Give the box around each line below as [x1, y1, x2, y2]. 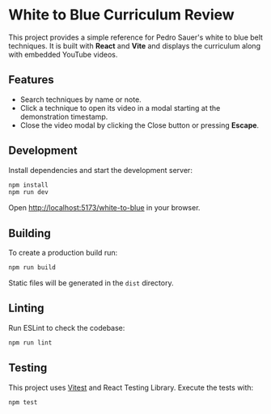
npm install [8, 180, 49, 189]
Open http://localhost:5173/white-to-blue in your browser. [8, 203, 201, 213]
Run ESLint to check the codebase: [8, 323, 125, 332]
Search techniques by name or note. [19, 95, 142, 104]
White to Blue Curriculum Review [8, 6, 235, 24]
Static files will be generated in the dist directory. [8, 278, 174, 288]
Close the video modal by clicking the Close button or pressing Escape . [19, 120, 260, 130]
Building [8, 226, 51, 240]
